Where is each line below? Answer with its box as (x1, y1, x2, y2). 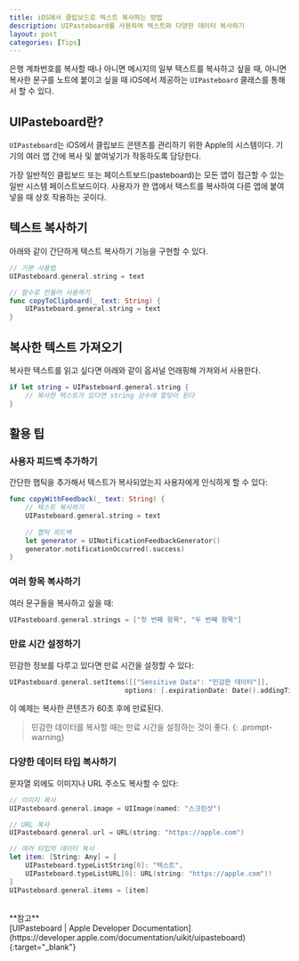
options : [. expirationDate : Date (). (124, 686, 261, 695)
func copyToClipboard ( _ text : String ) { (9, 296, 162, 305)
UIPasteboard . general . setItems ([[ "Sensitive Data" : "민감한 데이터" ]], (9, 678, 270, 687)
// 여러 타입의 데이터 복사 (9, 844, 95, 853)
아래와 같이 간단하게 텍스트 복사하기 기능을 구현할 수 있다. (9, 246, 209, 257)
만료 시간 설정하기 (9, 638, 82, 650)
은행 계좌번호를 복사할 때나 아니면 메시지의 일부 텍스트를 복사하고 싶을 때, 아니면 (9, 63, 287, 74)
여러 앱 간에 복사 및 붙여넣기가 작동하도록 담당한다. (25, 151, 202, 161)
